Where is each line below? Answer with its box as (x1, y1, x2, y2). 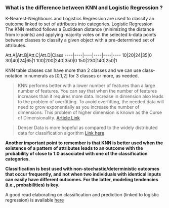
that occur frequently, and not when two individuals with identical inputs (5, 171, 161, 177)
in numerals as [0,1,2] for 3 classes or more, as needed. (23, 73, 139, 79)
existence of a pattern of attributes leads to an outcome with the (5, 145, 143, 151)
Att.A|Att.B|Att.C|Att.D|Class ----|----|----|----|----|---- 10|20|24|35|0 (5, 52, 152, 58)
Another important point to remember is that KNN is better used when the (5, 140, 163, 146)
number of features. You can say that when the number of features (17, 88, 157, 94)
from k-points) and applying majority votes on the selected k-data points (5, 32, 156, 38)
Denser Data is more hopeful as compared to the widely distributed (17, 124, 158, 131)
